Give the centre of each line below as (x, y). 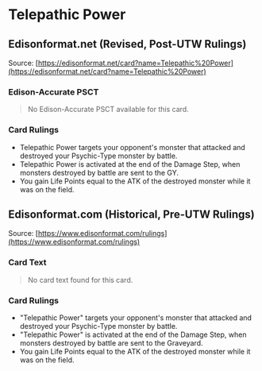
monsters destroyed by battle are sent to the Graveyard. (112, 343)
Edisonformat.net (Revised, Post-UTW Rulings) (127, 44)
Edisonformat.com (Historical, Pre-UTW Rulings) (132, 214)
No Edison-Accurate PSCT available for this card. (108, 110)
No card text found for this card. (80, 280)
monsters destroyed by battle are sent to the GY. (99, 172)
